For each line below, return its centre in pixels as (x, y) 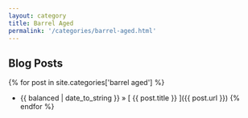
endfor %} (37, 107)
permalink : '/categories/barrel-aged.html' (83, 31)
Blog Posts (36, 63)
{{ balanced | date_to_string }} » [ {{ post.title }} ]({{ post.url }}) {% (130, 98)
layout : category (37, 16)
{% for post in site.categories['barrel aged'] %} (87, 83)
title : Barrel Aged (41, 23)
